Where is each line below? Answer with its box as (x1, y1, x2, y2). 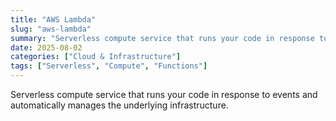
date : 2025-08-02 (10, 42, 83, 53)
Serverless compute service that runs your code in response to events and (10, 89, 318, 100)
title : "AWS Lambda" (10, 14, 97, 25)
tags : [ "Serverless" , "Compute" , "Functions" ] (10, 61, 208, 71)
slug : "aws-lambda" (10, 24, 92, 34)
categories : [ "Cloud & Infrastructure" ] (10, 52, 182, 62)
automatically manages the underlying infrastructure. (10, 99, 229, 111)
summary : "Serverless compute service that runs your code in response (10, 33, 315, 43)
